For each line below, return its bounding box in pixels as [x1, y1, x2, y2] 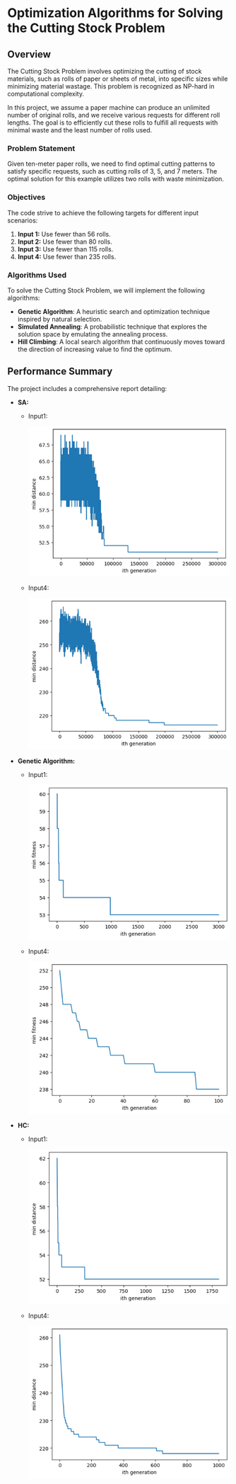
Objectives [7, 193, 46, 203]
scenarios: [7, 216, 38, 225]
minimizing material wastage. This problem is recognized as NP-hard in [7, 82, 215, 90]
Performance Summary [7, 366, 113, 378]
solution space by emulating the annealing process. [17, 329, 168, 338]
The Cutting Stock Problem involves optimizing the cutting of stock [7, 67, 202, 75]
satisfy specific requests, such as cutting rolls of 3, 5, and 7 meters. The [7, 167, 218, 176]
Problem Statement [7, 143, 76, 153]
